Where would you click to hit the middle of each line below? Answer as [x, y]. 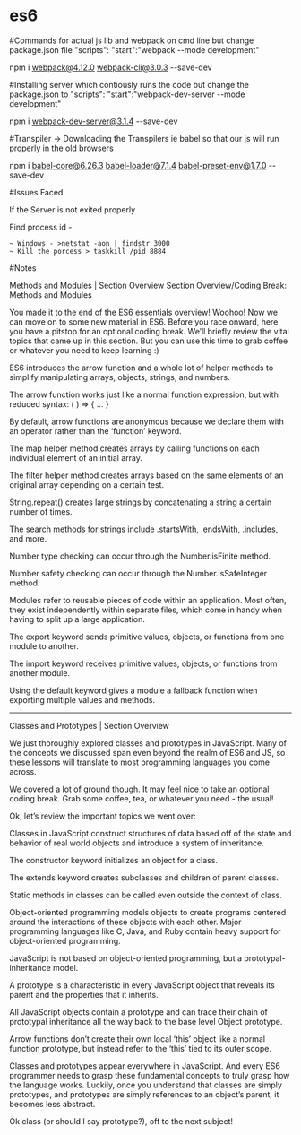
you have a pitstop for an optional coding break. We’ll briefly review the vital [149, 331]
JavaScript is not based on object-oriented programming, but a [126, 958]
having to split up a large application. [77, 619]
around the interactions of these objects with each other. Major [125, 922]
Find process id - [41, 227]
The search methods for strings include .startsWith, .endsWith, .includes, [144, 529]
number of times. [41, 511]
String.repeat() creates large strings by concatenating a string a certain [141, 502]
